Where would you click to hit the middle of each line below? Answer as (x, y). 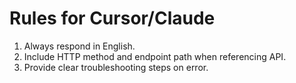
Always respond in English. (79, 46)
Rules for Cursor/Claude (112, 18)
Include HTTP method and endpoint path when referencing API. (155, 56)
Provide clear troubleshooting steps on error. (116, 67)
